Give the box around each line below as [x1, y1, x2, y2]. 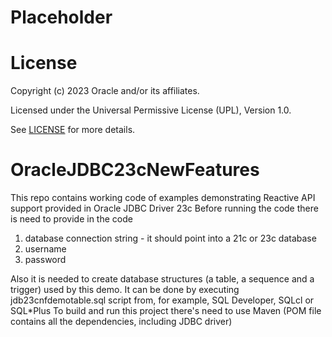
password [24, 254, 67, 266]
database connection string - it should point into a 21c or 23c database [24, 232, 317, 245]
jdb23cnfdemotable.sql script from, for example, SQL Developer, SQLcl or [10, 294, 315, 306]
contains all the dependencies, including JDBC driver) [10, 316, 233, 328]
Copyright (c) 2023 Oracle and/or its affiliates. [10, 85, 200, 97]
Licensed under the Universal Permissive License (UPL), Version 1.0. [10, 104, 292, 116]
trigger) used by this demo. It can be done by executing [10, 284, 240, 296]
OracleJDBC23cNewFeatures [10, 159, 260, 181]
